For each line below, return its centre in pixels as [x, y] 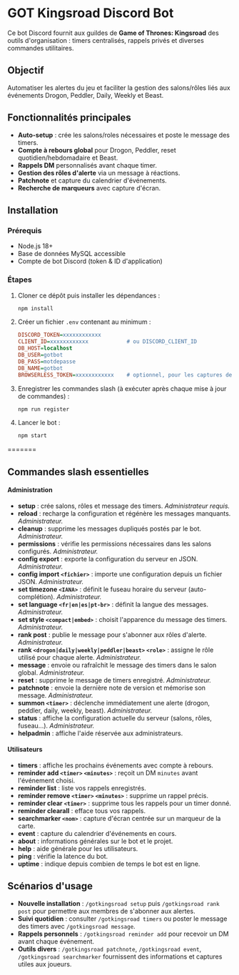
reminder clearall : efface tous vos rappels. [82, 811]
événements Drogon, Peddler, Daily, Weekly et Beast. [86, 95]
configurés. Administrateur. [58, 551]
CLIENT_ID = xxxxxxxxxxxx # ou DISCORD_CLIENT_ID [107, 342]
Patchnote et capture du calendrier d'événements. [92, 180]
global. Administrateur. [51, 673]
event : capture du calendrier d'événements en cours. [97, 834]
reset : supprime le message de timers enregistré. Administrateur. [115, 680]
